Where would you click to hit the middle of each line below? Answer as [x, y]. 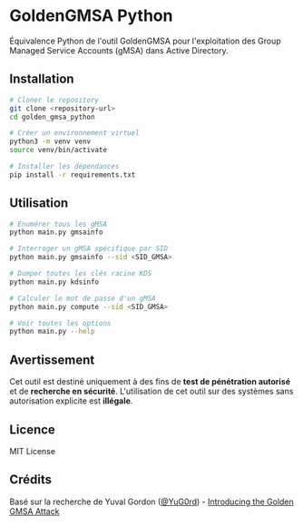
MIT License [33, 451]
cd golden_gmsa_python [52, 117]
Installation [42, 79]
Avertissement [52, 360]
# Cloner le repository [54, 100]
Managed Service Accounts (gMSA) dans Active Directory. [119, 50]
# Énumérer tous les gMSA [58, 224]
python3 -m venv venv [50, 141]
